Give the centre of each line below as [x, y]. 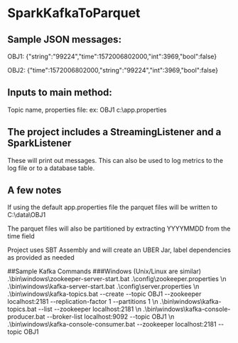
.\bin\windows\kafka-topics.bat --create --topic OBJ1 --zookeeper [104, 294]
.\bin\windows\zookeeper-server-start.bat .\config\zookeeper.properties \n [117, 279]
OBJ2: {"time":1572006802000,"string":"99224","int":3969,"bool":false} [113, 70]
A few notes [34, 190]
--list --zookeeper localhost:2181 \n [90, 309]
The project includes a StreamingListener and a [114, 132]
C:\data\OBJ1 [27, 215]
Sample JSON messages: [65, 39]
